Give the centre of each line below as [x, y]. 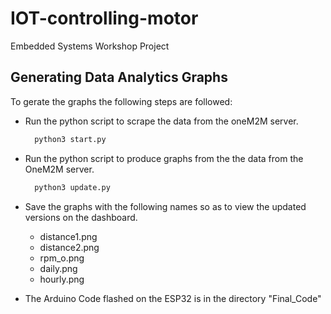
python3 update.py [72, 187]
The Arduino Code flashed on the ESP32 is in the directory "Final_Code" [173, 298]
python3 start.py [70, 139]
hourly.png [62, 279]
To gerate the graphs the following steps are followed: [121, 101]
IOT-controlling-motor [104, 18]
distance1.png [68, 236]
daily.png [58, 268]
